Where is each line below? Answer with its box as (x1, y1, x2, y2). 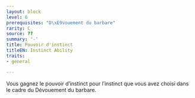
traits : (6, 53, 26, 59)
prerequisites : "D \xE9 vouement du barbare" (6, 20, 116, 26)
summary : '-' (6, 36, 39, 42)
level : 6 (6, 14, 28, 20)
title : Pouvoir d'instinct (6, 42, 73, 48)
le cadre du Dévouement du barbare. (6, 86, 97, 93)
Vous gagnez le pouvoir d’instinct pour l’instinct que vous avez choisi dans (6, 80, 189, 87)
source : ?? (6, 31, 33, 37)
